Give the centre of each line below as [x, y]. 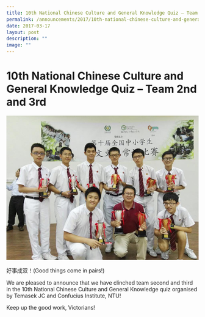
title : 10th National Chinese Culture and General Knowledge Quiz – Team [102, 13]
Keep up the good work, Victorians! [51, 307]
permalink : [20, 19]
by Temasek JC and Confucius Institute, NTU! [64, 296]
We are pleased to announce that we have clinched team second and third [100, 282]
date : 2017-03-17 [28, 26]
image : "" [19, 45]
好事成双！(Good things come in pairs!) [56, 270]
